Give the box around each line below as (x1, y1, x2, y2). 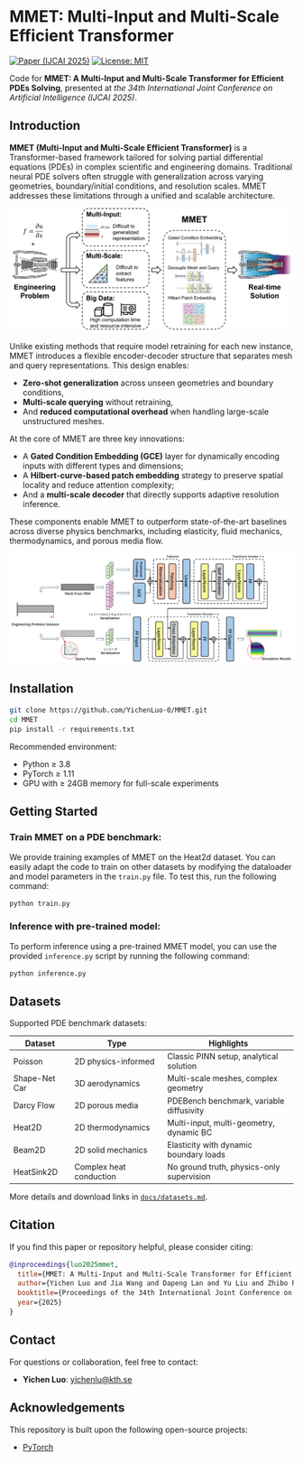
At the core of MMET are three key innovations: (9, 433, 185, 444)
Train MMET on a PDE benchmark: (9, 831, 162, 844)
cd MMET (9, 716, 39, 725)
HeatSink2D (13, 1166, 59, 1177)
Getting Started (9, 804, 98, 819)
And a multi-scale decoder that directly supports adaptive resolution (22, 489, 280, 500)
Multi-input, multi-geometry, (167, 1117, 275, 1128)
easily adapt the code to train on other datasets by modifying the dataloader (9, 861, 292, 872)
